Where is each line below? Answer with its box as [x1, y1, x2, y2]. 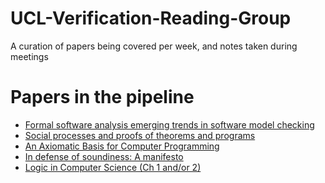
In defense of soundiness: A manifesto [24, 150, 184, 162]
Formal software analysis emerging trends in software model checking [24, 118, 315, 131]
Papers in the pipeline [10, 86, 195, 109]
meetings [10, 50, 49, 62]
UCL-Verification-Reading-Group [10, 7, 292, 30]
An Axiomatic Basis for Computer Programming [24, 140, 220, 152]
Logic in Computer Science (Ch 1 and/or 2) [24, 161, 202, 173]
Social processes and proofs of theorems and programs [24, 129, 256, 141]
